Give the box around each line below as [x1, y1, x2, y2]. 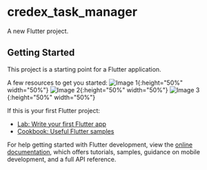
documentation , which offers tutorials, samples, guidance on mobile [7, 147, 200, 156]
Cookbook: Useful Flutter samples [17, 127, 115, 135]
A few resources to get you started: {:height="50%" [7, 78, 183, 87]
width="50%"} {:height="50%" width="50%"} [7, 85, 168, 94]
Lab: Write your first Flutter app [17, 120, 107, 128]
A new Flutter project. [7, 27, 69, 35]
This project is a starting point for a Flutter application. [7, 65, 161, 73]
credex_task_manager [7, 4, 138, 20]
